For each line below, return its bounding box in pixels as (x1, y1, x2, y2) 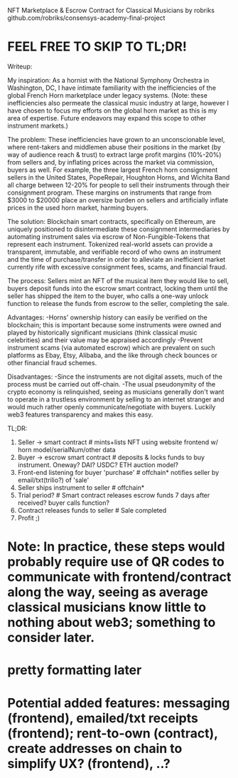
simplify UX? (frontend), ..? (7, 755, 171, 772)
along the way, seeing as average (7, 584, 208, 600)
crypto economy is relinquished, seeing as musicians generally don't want (7, 387, 225, 396)
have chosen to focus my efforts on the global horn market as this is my (7, 106, 217, 115)
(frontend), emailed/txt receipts (7, 710, 199, 726)
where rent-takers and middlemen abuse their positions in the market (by (7, 143, 222, 151)
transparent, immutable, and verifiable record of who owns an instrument (7, 247, 222, 256)
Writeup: (7, 62, 33, 71)
